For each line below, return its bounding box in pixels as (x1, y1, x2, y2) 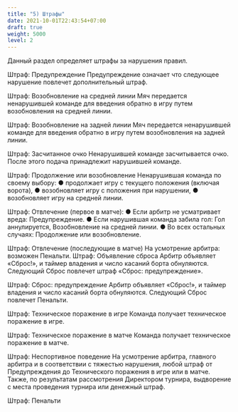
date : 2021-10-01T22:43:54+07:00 (7, 17, 107, 24)
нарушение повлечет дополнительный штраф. (7, 78, 148, 86)
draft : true (7, 24, 43, 31)
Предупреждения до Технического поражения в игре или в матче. (7, 368, 211, 376)
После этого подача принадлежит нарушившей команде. (7, 158, 182, 166)
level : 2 (7, 37, 33, 44)
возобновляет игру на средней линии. (7, 194, 124, 202)
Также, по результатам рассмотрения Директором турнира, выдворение (7, 375, 232, 383)
